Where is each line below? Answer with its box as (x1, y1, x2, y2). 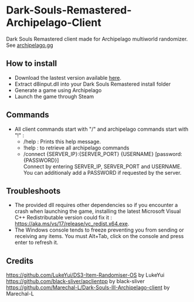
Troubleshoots (6, 186, 61, 196)
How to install (6, 59, 57, 69)
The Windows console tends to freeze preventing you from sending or (14, 226, 185, 233)
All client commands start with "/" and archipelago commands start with (14, 125, 189, 133)
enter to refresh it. (14, 239, 59, 246)
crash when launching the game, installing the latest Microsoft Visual (14, 208, 181, 215)
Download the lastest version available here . (14, 74, 122, 81)
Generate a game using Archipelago (14, 86, 102, 94)
